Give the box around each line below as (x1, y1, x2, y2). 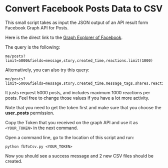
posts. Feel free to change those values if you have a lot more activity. (5, 95, 149, 101)
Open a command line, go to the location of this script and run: (5, 134, 134, 140)
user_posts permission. (5, 110, 54, 116)
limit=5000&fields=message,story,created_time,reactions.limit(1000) (5, 58, 153, 63)
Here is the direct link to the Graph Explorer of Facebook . (5, 34, 123, 40)
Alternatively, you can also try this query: (5, 67, 90, 73)
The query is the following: (5, 44, 60, 50)
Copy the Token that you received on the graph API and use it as (5, 119, 138, 125)
